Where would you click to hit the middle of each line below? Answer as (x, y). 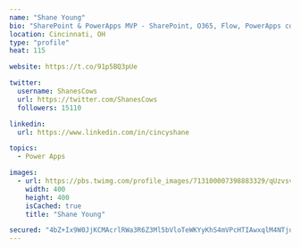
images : (24, 173)
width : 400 (46, 189)
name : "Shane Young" (48, 17)
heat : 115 (28, 51)
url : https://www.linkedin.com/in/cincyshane (104, 132)
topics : (24, 148)
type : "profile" (39, 42)
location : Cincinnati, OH (57, 34)
